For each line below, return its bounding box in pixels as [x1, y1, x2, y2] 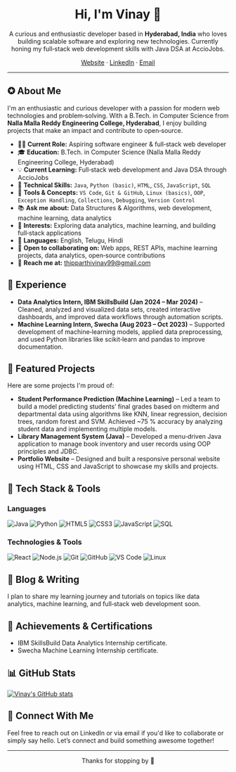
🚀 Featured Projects [7, 362, 96, 375]
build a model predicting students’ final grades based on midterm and [17, 402, 220, 411]
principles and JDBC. [17, 447, 79, 456]
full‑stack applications [17, 229, 82, 237]
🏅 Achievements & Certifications [7, 620, 153, 632]
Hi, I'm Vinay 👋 [74, 6, 162, 22]
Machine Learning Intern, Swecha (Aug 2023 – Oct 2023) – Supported [17, 320, 225, 328]
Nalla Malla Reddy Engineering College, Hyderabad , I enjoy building [7, 119, 207, 127]
